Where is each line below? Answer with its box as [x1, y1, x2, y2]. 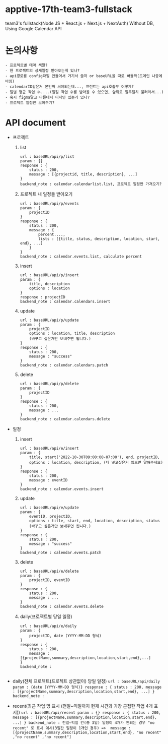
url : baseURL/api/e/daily [20, 624, 77, 629]
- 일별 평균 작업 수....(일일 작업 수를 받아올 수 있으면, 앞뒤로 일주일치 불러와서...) [5, 89, 164, 94]
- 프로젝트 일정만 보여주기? [5, 100, 55, 105]
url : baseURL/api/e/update [20, 505, 79, 510]
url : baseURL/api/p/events [20, 201, 79, 206]
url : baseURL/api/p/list [20, 154, 74, 159]
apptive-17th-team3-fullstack [5, 4, 132, 15]
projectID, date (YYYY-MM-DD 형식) [29, 633, 102, 638]
